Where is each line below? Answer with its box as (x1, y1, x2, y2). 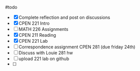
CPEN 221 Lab (18, 38, 48, 44)
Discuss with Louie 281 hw (18, 50, 73, 56)
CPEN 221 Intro (18, 20, 50, 26)
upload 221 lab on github (18, 56, 70, 62)
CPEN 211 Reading (18, 32, 56, 38)
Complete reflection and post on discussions (18, 14, 110, 20)
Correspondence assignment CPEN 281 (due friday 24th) (18, 44, 136, 50)
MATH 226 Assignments (18, 26, 69, 32)
